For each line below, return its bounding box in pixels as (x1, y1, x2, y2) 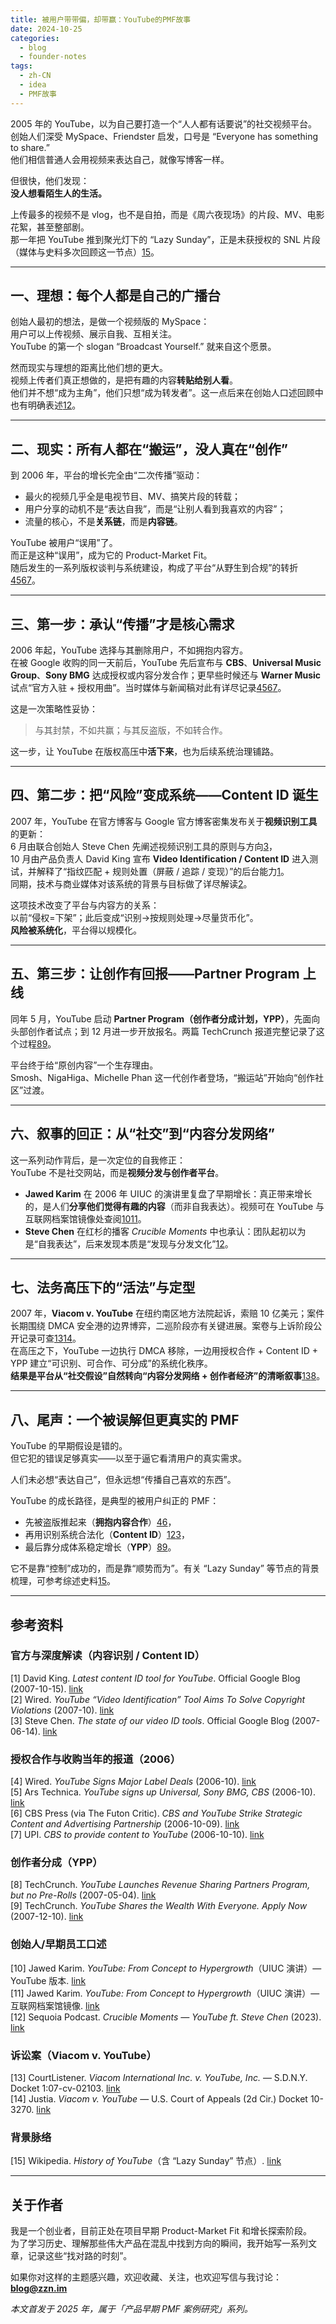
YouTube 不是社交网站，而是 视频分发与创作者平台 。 (10, 1166, 225, 1178)
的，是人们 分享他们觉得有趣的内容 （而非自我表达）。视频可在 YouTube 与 (24, 1200, 325, 1212)
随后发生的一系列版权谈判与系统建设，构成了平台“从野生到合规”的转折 (10, 562, 299, 574)
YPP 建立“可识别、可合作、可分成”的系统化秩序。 (10, 1357, 213, 1370)
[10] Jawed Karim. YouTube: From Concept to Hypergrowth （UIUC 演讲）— (10, 1962, 322, 1974)
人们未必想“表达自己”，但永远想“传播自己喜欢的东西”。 (10, 1474, 237, 1486)
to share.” (10, 141, 50, 153)
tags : (10, 61, 33, 71)
